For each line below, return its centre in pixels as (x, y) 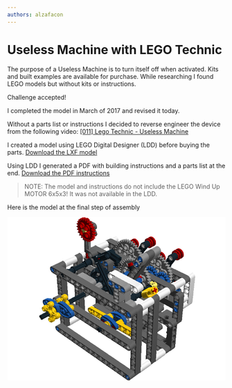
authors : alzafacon (35, 15)
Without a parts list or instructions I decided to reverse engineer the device (114, 124)
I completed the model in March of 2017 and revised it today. (93, 110)
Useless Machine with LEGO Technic (115, 50)
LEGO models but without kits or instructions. (72, 84)
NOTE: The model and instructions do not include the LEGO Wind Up (122, 186)
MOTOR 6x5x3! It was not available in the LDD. (91, 193)
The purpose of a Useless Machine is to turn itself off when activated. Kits (113, 69)
